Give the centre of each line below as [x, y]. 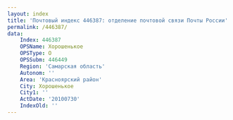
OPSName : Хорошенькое [51, 47]
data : [15, 34]
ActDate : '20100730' [50, 100]
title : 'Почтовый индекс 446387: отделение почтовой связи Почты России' [118, 20]
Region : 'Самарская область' [63, 66]
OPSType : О [36, 54]
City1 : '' [34, 92]
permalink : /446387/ [38, 27]
